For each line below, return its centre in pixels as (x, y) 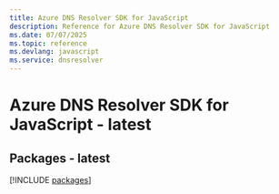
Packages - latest (60, 158)
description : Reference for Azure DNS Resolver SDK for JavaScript (140, 26)
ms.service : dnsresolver (56, 60)
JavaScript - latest (80, 125)
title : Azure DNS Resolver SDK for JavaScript (99, 18)
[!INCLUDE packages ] (50, 180)
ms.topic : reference (49, 43)
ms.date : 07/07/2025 (49, 35)
